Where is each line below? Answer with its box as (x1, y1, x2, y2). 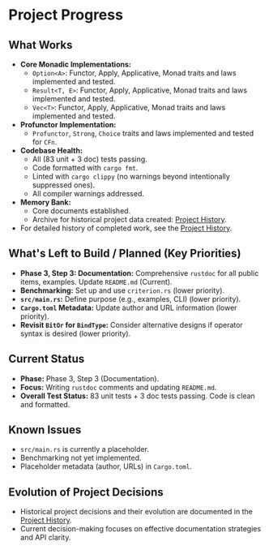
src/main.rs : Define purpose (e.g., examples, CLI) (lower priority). (19, 294, 241, 303)
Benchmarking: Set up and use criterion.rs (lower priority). (19, 286, 225, 295)
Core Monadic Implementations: (19, 59, 131, 69)
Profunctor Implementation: (19, 120, 117, 129)
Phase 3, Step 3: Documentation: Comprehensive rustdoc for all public (19, 268, 259, 277)
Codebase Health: (19, 146, 83, 155)
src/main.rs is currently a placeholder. (19, 445, 150, 454)
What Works (8, 38, 73, 52)
